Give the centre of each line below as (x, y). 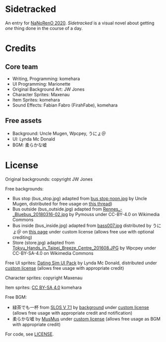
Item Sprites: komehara (36, 100)
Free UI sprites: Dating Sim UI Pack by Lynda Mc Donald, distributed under (81, 263)
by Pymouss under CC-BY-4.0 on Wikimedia (114, 214)
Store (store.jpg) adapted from (43, 242)
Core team (22, 66)
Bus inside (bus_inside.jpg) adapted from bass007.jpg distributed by (82, 226)
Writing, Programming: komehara (46, 79)
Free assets (24, 121)
